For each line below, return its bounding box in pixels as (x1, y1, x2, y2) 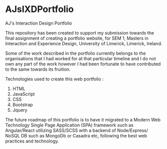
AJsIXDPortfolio (5, 4, 74, 15)
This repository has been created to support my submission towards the (5, 30, 154, 36)
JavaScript (12, 91, 35, 97)
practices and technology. (5, 138, 59, 144)
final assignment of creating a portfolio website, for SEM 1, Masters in (5, 35, 149, 41)
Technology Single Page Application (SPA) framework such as (5, 122, 134, 128)
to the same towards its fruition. (5, 66, 71, 72)
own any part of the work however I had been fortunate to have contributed (5, 61, 161, 67)
